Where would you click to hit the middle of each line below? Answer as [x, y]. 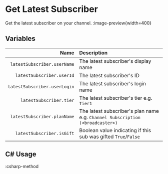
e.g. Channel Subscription [110, 117]
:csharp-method [22, 166]
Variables [20, 39]
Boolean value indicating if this [115, 130]
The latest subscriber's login [113, 83]
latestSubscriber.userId [45, 75]
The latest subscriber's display [115, 61]
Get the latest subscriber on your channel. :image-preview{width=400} [78, 23]
